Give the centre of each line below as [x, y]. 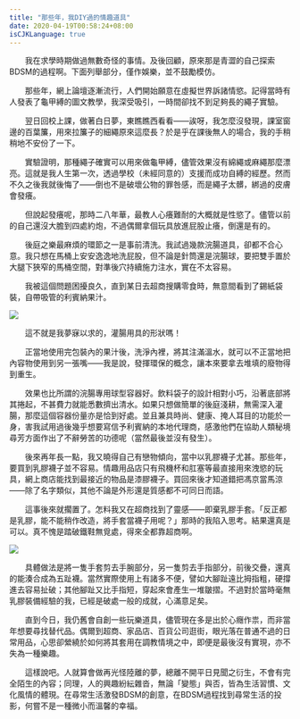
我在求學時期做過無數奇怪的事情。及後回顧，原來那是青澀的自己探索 [150, 61]
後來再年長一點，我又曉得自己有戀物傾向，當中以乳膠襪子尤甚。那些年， [158, 457]
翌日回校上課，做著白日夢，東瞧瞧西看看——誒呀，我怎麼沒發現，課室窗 [158, 121]
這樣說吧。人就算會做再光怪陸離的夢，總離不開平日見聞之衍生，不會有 [154, 673]
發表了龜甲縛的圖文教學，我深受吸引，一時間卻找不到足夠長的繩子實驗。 [150, 102]
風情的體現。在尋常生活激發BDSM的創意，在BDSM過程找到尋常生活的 [145, 695]
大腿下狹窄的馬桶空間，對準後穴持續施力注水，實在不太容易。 [123, 267]
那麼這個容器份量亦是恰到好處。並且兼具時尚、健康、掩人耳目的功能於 [154, 415]
